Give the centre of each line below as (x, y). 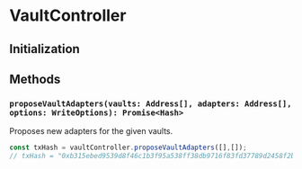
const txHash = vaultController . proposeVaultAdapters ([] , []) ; (128, 148)
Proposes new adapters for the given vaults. (91, 131)
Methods (35, 79)
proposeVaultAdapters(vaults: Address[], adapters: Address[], (151, 103)
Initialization (45, 49)
